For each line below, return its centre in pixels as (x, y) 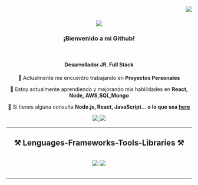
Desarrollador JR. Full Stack (99, 65)
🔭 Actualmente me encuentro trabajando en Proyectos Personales (99, 78)
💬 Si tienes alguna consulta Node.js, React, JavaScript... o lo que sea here (99, 107)
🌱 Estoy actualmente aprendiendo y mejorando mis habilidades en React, (99, 89)
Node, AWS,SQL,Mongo (99, 95)
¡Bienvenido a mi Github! (99, 39)
